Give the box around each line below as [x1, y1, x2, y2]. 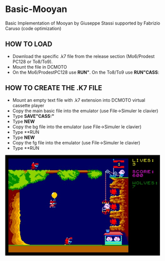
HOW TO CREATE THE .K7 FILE [5, 84, 102, 92]
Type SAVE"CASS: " [12, 113, 54, 119]
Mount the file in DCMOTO [12, 64, 67, 70]
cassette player [12, 102, 44, 108]
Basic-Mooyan [5, 4, 67, 15]
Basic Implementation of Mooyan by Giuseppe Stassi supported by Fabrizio [5, 20, 160, 26]
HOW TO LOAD [5, 40, 52, 49]
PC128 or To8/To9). [12, 59, 53, 65]
